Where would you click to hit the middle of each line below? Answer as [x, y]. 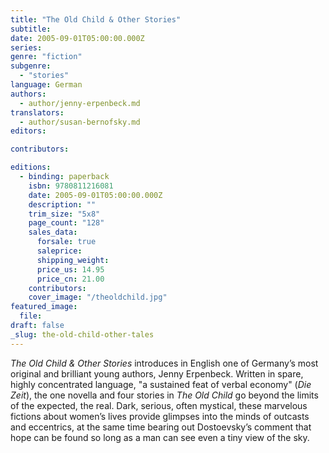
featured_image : [44, 307]
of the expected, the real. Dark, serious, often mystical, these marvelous [159, 405]
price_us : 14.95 [70, 269]
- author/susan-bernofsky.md [80, 122]
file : [31, 316]
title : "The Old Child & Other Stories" [96, 19]
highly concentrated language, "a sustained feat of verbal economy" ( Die [161, 384]
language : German [46, 85]
